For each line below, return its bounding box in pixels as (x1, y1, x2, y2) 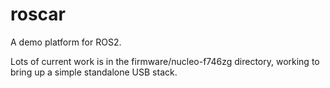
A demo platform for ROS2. (10, 36, 122, 48)
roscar (10, 3, 66, 26)
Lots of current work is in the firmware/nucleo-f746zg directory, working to (10, 55, 320, 67)
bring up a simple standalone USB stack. (10, 66, 178, 78)
